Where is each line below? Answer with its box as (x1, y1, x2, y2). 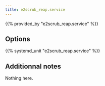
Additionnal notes (5, 62, 61, 70)
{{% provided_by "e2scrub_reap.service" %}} (5, 21, 99, 27)
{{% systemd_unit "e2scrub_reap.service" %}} (5, 48, 101, 54)
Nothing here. (5, 75, 33, 81)
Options (5, 35, 31, 43)
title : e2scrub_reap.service (5, 7, 65, 12)
